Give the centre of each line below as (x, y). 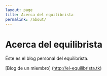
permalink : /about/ (26, 19)
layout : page (19, 10)
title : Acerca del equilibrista (39, 15)
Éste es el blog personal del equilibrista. (47, 58)
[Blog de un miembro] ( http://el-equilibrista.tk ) (53, 68)
